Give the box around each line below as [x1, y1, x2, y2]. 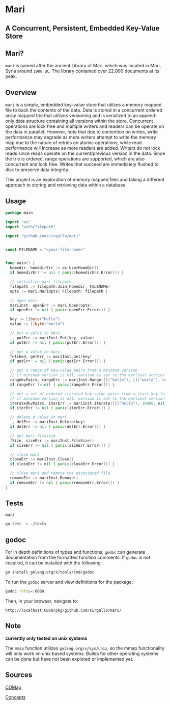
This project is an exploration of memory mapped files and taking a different [5, 177, 165, 183]
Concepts [5, 694, 26, 700]
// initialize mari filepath [10, 279, 72, 285]
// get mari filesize [10, 433, 56, 439]
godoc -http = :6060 [5, 589, 44, 594]
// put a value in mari [10, 331, 60, 336]
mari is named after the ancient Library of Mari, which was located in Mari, [5, 63, 161, 69]
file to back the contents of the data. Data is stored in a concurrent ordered [5, 107, 163, 113]
